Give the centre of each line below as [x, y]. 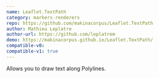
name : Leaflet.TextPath [36, 12]
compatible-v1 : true [32, 51]
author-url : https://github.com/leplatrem [61, 34]
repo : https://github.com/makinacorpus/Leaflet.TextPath [80, 23]
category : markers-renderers [43, 18]
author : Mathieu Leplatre [39, 29]
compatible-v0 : [25, 46]
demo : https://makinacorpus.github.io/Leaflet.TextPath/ [80, 40]
